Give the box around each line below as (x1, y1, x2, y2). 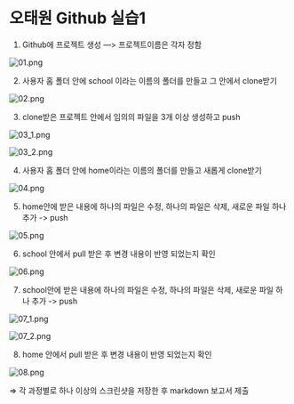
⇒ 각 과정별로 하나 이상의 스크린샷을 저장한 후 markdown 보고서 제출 (9, 384, 250, 396)
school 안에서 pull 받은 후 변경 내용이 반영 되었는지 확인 (21, 248, 216, 259)
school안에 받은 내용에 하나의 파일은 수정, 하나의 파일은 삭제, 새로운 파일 (21, 284, 274, 295)
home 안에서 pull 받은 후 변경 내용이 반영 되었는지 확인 (21, 349, 212, 360)
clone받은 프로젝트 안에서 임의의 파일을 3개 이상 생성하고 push (21, 111, 242, 122)
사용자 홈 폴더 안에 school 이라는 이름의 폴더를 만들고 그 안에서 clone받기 (21, 75, 278, 85)
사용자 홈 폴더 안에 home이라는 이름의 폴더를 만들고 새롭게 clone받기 (21, 165, 262, 175)
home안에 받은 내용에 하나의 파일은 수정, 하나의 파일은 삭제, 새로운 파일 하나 (21, 201, 287, 212)
